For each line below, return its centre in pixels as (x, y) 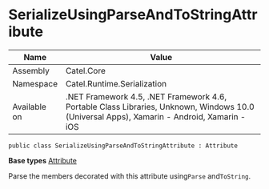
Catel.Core (85, 70)
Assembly (31, 70)
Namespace (35, 83)
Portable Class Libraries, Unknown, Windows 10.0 (160, 107)
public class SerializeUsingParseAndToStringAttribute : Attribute (123, 146)
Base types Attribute (43, 160)
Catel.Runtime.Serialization (116, 83)
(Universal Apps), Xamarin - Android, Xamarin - (155, 116)
